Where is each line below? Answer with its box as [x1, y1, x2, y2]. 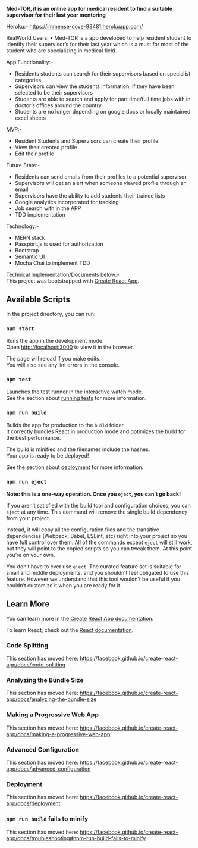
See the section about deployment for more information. [6, 464, 144, 471]
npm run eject [6, 478, 47, 485]
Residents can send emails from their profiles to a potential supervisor [14, 173, 187, 180]
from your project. [6, 515, 51, 521]
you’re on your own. [6, 552, 55, 558]
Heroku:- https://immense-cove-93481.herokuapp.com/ [6, 23, 143, 30]
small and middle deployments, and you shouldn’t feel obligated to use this [6, 569, 189, 576]
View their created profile [14, 144, 77, 151]
